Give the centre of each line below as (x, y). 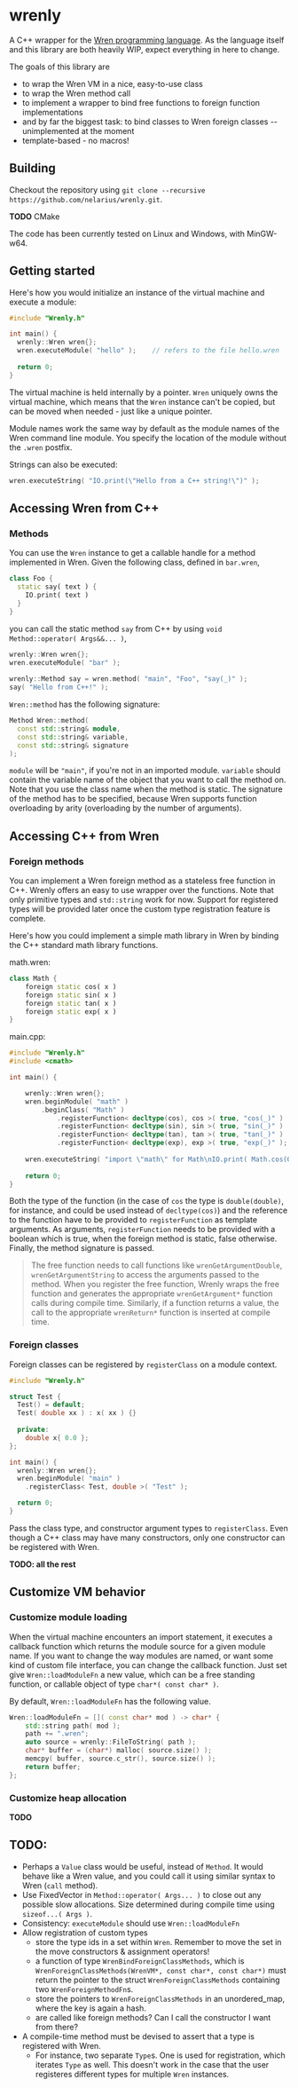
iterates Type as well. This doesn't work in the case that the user (152, 2064)
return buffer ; (53, 1767)
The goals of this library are (60, 67)
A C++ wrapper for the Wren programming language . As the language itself (147, 40)
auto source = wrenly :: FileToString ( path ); (111, 1742)
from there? (56, 2027)
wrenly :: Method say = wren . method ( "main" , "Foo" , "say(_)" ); (129, 679)
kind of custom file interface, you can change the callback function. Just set (148, 1665)
